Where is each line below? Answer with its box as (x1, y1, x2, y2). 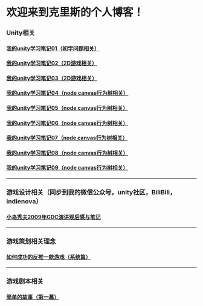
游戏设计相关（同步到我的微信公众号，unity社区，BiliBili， (6, 188, 176, 196)
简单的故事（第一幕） (6, 293, 59, 301)
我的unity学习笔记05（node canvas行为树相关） (6, 104, 129, 112)
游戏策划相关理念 (6, 237, 56, 246)
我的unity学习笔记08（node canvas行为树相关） (6, 149, 129, 156)
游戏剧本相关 (6, 277, 44, 285)
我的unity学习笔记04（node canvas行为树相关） (6, 89, 129, 97)
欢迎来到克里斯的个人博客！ (6, 5, 144, 19)
